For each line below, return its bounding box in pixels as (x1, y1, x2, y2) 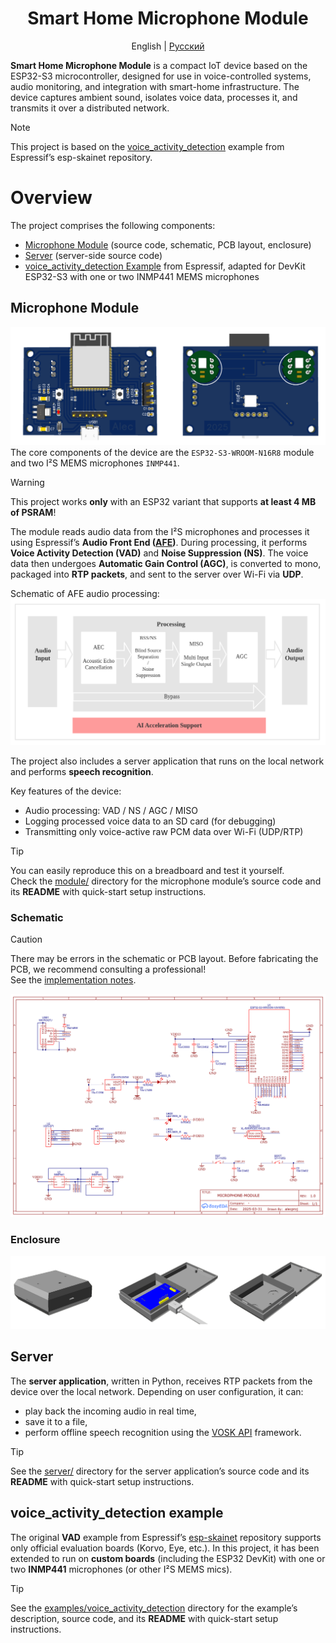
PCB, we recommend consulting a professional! (10, 963, 207, 976)
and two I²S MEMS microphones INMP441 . (10, 457, 180, 469)
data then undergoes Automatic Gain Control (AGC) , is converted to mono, (10, 558, 322, 570)
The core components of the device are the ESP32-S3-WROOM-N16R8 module (10, 447, 315, 459)
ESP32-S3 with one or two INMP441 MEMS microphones (24, 270, 260, 282)
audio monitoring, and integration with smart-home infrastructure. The (10, 80, 300, 92)
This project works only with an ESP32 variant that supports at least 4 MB (10, 496, 317, 508)
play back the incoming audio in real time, (24, 1405, 197, 1417)
